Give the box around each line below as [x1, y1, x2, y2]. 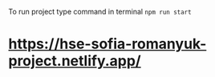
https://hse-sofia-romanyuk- [8, 35, 207, 53]
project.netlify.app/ [8, 52, 142, 71]
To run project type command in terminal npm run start [8, 7, 192, 16]
